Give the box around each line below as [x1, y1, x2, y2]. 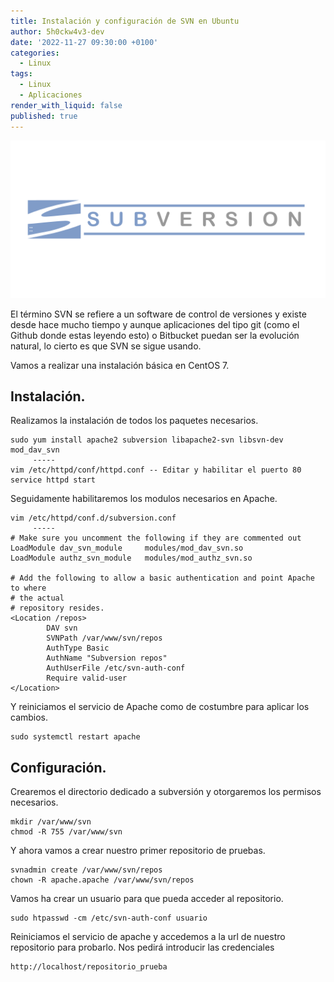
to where [10, 583, 47, 594]
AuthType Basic [46, 643, 110, 654]
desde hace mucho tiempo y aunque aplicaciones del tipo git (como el [10, 318, 300, 330]
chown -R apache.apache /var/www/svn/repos [10, 875, 195, 885]
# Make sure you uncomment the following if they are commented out [10, 533, 302, 544]
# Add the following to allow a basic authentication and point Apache [10, 573, 315, 584]
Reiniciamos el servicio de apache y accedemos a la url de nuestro [10, 931, 286, 943]
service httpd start [10, 475, 97, 485]
